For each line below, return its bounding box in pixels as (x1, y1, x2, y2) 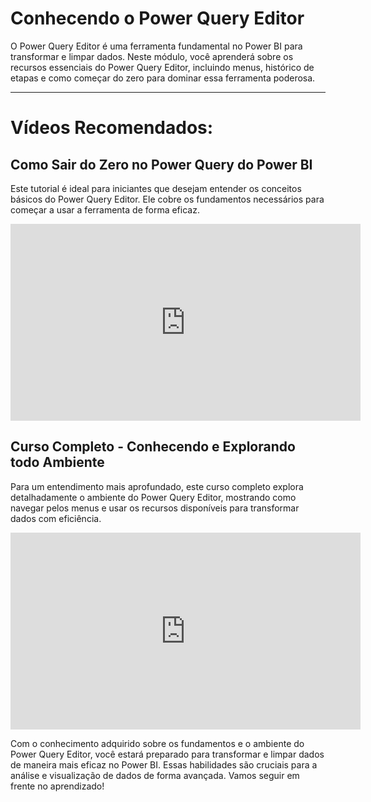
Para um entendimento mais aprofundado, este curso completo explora (10, 480, 304, 492)
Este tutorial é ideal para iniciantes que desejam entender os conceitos (10, 182, 302, 194)
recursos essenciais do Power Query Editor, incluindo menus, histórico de (10, 61, 315, 73)
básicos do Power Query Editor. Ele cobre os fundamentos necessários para (10, 193, 325, 205)
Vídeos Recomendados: (10, 117, 214, 139)
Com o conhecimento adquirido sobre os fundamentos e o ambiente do (10, 737, 305, 749)
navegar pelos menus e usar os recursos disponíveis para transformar (10, 502, 300, 514)
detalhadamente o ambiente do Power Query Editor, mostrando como (10, 491, 297, 503)
